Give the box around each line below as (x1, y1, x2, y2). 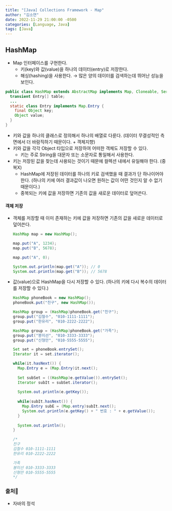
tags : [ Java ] (5, 27, 33, 32)
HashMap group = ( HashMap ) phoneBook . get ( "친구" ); (12, 309, 119, 315)
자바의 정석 (12, 500, 35, 506)
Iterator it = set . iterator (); (12, 352, 80, 357)
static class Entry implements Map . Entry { (10, 103, 104, 109)
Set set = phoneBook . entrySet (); (12, 347, 84, 352)
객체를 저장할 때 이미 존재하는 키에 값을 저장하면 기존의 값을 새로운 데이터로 (12, 215, 163, 221)
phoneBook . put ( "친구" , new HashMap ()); (12, 300, 96, 305)
